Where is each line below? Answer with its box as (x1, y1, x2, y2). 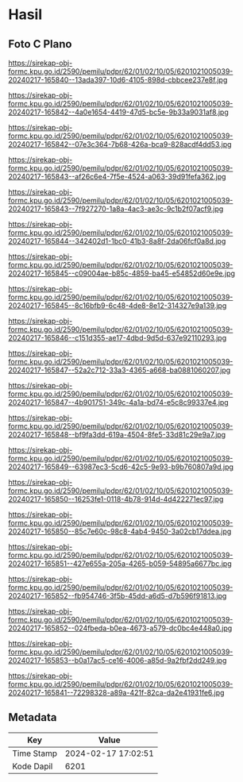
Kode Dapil (12, 761, 53, 772)
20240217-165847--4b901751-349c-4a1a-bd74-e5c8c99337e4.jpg (8, 398, 229, 406)
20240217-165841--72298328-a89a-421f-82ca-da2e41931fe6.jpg (8, 688, 225, 697)
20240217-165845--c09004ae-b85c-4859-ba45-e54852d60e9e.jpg (8, 268, 236, 278)
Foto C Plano (8, 37, 72, 51)
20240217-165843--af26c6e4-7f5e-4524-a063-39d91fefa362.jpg (8, 172, 226, 181)
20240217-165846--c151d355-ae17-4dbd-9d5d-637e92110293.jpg (8, 333, 227, 342)
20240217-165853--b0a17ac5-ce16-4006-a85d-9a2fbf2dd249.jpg (8, 656, 227, 665)
